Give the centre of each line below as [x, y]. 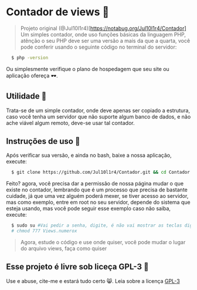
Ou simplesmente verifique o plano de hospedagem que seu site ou [88, 69]
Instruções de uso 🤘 [43, 141]
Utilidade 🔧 [26, 96]
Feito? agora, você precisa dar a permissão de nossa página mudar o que [95, 184]
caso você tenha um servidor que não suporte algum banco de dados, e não [98, 116]
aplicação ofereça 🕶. [32, 75]
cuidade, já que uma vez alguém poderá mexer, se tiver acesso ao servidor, [97, 196]
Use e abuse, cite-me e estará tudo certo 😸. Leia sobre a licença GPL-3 [93, 281]
